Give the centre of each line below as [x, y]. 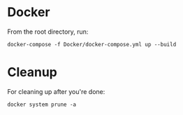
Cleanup [32, 73]
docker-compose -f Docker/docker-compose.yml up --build [92, 44]
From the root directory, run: [48, 32]
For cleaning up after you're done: [56, 91]
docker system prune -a [42, 104]
